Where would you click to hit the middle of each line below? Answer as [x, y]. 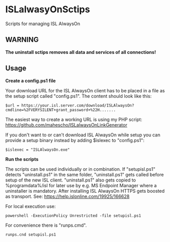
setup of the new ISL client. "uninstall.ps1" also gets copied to [71, 180]
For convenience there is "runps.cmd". [46, 225]
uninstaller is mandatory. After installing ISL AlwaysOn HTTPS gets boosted [85, 191]
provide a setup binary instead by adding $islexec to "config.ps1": [75, 140]
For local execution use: [31, 206]
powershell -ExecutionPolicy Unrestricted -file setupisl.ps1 [73, 216]
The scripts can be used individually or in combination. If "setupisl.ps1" [80, 169]
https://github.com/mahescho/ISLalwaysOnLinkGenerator [66, 125]
